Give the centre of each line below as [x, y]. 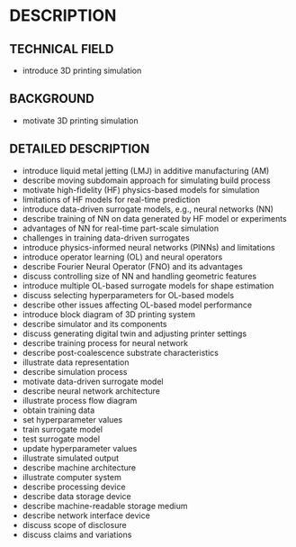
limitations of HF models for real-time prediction [111, 199]
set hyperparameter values [72, 419]
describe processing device [74, 487]
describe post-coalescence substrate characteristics [120, 352]
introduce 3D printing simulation [82, 70]
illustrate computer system [72, 477]
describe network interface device [86, 515]
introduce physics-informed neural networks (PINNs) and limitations [149, 247]
